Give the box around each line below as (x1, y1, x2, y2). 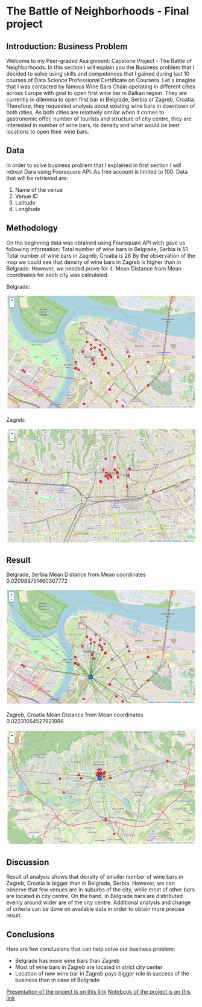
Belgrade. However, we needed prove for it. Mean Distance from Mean (6, 264, 182, 272)
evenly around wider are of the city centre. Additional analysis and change (6, 899, 191, 906)
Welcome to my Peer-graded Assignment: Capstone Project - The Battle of (6, 57, 192, 64)
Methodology (6, 223, 58, 234)
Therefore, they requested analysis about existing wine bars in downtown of (6, 102, 195, 110)
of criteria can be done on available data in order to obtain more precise (6, 905, 185, 913)
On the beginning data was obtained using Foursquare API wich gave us (6, 239, 186, 246)
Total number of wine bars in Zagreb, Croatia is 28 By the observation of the (6, 252, 196, 259)
